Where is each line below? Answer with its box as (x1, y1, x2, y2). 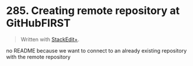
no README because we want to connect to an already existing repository (6, 47, 187, 54)
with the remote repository (6, 53, 71, 60)
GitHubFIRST (6, 16, 71, 30)
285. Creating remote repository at (6, 4, 180, 18)
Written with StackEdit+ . (20, 36, 80, 43)
